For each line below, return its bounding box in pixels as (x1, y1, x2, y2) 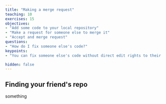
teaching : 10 (5, 12, 32, 17)
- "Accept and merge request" (5, 35, 68, 40)
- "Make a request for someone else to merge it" (5, 30, 110, 35)
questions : (5, 39, 28, 44)
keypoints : (5, 48, 28, 53)
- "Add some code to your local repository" (5, 26, 99, 31)
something (5, 93, 27, 99)
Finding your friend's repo (5, 80, 88, 89)
